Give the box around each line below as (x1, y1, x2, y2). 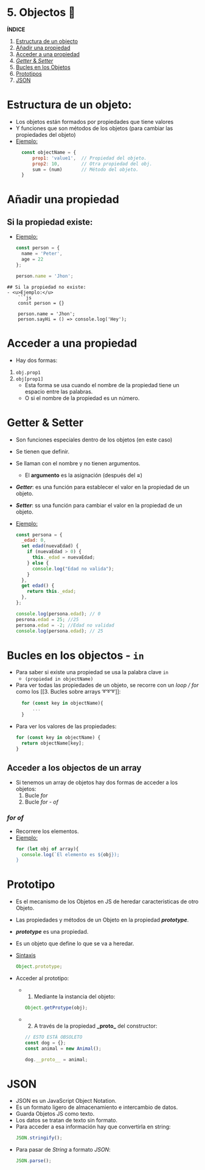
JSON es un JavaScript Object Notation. (15, 1097, 117, 1105)
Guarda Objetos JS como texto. (15, 1110, 95, 1117)
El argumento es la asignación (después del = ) (24, 471, 142, 479)
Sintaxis (15, 952, 36, 959)
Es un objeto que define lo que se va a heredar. (15, 940, 134, 947)
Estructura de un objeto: (7, 98, 132, 112)
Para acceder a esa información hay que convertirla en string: (15, 1123, 171, 1130)
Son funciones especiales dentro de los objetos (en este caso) (15, 436, 173, 443)
